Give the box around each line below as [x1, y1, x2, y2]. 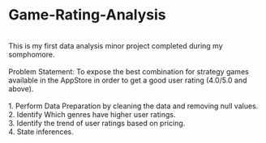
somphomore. [8, 49, 55, 59]
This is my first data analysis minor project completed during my [8, 40, 223, 50]
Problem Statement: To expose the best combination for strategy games [8, 66, 249, 76]
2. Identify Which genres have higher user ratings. [8, 109, 176, 119]
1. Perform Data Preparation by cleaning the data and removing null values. [8, 101, 259, 111]
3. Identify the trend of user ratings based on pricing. [8, 118, 186, 128]
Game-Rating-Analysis [8, 6, 166, 24]
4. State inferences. [8, 127, 75, 137]
